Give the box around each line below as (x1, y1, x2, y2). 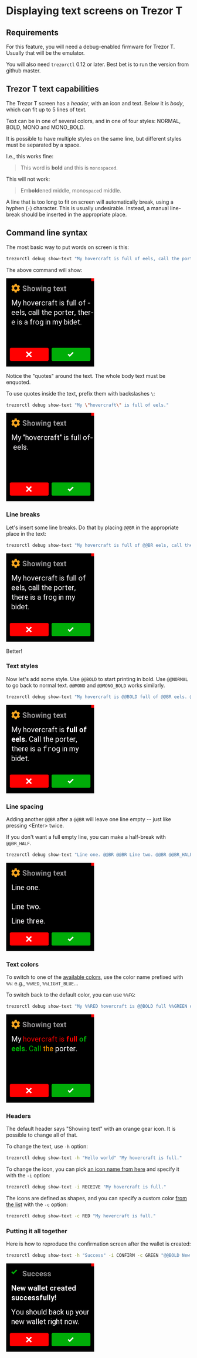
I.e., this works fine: (6, 152, 54, 160)
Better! (6, 648, 22, 655)
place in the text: (6, 530, 47, 537)
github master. (6, 67, 41, 74)
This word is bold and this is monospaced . (20, 164, 118, 171)
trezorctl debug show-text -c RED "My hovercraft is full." (6, 1213, 157, 1219)
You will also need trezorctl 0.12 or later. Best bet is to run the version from (6, 61, 189, 68)
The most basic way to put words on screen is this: (6, 243, 129, 251)
